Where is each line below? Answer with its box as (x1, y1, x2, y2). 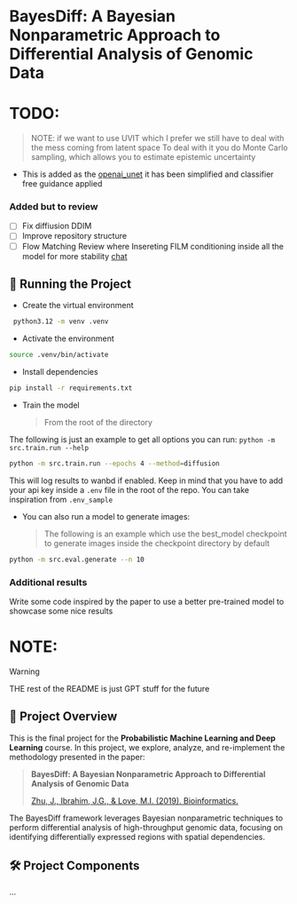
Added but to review (9, 201, 98, 213)
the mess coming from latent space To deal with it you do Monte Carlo (30, 142, 288, 153)
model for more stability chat (21, 250, 128, 261)
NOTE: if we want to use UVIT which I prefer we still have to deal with (30, 133, 285, 144)
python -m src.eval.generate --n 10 (9, 555, 145, 564)
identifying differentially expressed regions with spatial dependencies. (9, 831, 266, 842)
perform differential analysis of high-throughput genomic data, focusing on (9, 821, 284, 832)
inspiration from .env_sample (9, 494, 113, 504)
